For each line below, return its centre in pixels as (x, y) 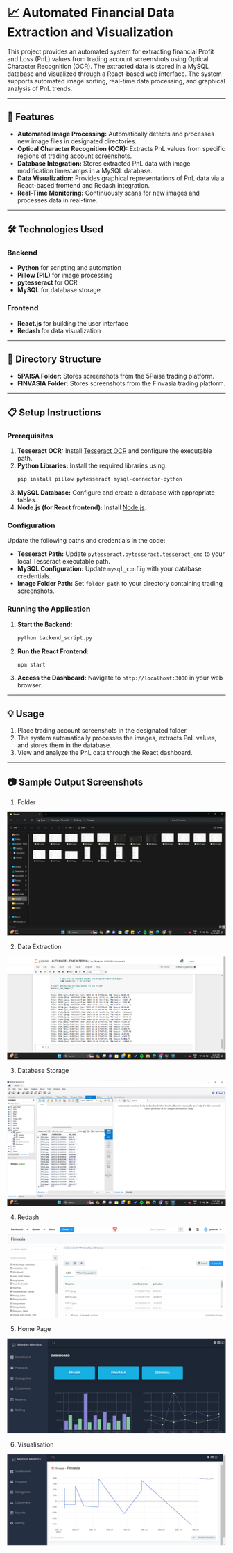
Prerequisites (30, 436)
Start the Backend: (45, 624)
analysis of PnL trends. (40, 88)
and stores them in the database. (64, 745)
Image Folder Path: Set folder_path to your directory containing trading (120, 584)
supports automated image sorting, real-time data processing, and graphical (116, 81)
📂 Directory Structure (54, 359)
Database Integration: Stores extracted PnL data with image (104, 163)
